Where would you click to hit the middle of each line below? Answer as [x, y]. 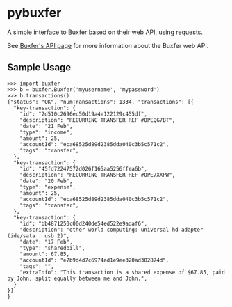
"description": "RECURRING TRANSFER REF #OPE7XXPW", [98, 175]
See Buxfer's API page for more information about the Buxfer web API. [108, 45]
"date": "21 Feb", [46, 126]
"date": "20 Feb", [46, 181]
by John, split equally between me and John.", [77, 278]
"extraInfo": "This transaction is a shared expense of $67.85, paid [123, 272]
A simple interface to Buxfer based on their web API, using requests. [105, 32]
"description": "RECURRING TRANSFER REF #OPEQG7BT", [98, 120]
